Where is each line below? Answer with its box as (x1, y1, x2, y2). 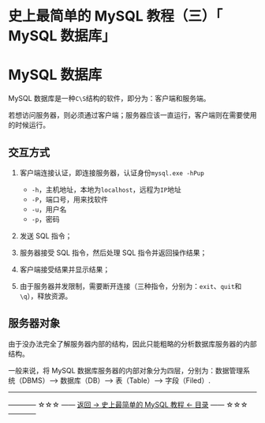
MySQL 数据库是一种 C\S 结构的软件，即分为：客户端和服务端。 (8, 94, 211, 103)
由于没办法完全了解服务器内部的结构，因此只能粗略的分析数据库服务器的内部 (8, 339, 257, 348)
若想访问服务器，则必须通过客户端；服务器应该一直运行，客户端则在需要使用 (8, 110, 257, 120)
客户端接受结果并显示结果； (19, 264, 110, 274)
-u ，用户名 (31, 204, 67, 214)
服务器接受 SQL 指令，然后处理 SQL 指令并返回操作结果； (19, 248, 207, 257)
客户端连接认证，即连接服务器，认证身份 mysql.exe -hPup (19, 167, 205, 178)
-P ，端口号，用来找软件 (31, 194, 108, 204)
